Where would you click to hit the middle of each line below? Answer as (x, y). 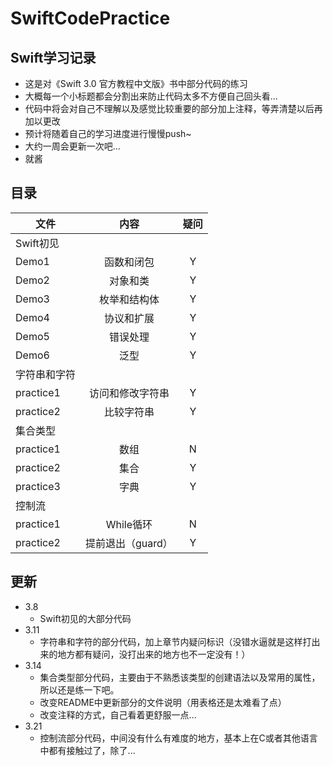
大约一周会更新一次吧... (72, 146)
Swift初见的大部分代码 (85, 618)
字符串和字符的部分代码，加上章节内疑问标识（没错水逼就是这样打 (175, 641)
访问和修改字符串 (129, 393)
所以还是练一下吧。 (79, 689)
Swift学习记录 (53, 57)
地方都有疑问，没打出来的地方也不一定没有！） (154, 654)
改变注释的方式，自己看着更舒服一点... (118, 714)
